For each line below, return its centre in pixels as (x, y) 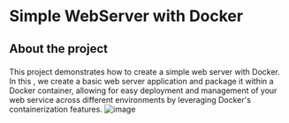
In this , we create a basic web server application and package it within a (141, 81)
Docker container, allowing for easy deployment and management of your (143, 90)
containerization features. (56, 109)
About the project (59, 49)
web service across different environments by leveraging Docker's (130, 99)
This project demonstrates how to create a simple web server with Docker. (145, 71)
